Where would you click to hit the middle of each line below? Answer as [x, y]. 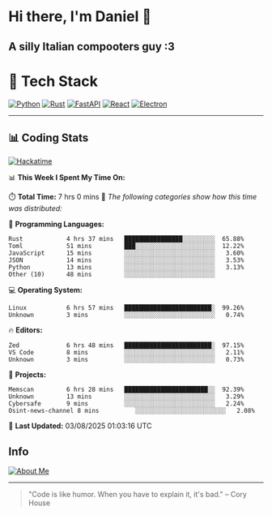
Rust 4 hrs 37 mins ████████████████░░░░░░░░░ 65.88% [126, 239]
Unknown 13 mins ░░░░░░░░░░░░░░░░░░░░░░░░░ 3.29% [126, 397]
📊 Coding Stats [49, 137]
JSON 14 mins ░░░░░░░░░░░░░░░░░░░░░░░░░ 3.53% [126, 260]
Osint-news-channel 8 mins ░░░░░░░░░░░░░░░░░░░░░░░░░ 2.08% [132, 411]
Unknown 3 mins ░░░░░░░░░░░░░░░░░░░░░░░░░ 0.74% [126, 315]
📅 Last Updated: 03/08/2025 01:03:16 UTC [80, 426]
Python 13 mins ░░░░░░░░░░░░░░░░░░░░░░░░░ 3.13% [126, 268]
